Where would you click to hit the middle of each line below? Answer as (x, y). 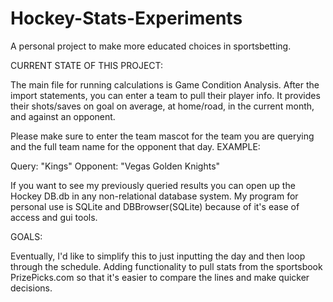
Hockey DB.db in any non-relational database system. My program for (154, 196)
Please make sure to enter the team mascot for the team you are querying (162, 136)
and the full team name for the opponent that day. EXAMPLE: (135, 146)
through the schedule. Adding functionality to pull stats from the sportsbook (166, 266)
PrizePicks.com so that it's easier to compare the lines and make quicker (160, 277)
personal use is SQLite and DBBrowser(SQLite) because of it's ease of (155, 206)
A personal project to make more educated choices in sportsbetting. (151, 46)
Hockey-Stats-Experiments (126, 18)
